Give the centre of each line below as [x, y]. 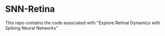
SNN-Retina [30, 9]
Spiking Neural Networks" [32, 28]
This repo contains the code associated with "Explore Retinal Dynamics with [83, 23]
